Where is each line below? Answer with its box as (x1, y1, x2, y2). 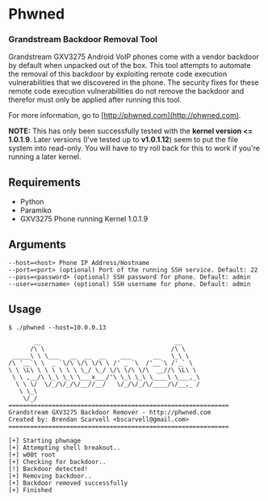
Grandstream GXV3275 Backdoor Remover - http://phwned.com (8, 408, 211, 416)
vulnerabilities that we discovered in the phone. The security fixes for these (8, 78, 260, 87)
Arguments (8, 238, 67, 251)
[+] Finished (8, 486, 52, 494)
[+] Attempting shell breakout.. (8, 444, 121, 452)
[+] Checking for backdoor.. (8, 457, 107, 465)
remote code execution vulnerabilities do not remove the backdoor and (8, 86, 245, 96)
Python (19, 197, 44, 207)
